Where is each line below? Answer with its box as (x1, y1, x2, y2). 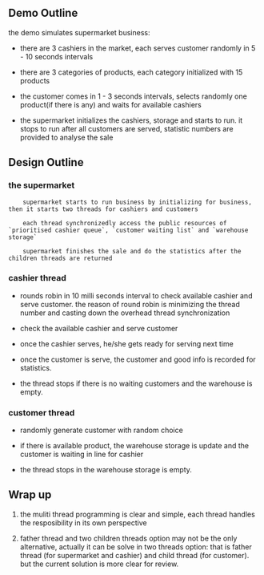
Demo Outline (8, 6, 78, 20)
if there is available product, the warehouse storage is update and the (19, 441, 250, 451)
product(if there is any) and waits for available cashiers (19, 99, 202, 109)
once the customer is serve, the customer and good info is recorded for (19, 354, 256, 364)
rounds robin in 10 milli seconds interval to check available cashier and (19, 290, 253, 300)
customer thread (8, 407, 75, 418)
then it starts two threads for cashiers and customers (8, 204, 198, 213)
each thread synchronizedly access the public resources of (22, 219, 227, 227)
